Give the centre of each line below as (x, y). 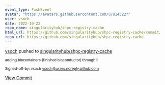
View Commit (19, 78)
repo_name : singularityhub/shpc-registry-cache (55, 28)
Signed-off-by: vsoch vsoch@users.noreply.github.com (52, 69)
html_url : (15, 32)
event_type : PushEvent (28, 10)
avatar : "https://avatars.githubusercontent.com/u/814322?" (68, 14)
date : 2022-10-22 (23, 23)
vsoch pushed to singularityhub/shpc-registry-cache (59, 51)
